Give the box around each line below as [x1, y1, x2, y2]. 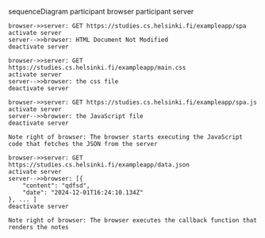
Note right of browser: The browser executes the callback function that [8, 217, 258, 225]
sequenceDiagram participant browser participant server [8, 7, 194, 16]
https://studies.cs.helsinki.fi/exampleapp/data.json [8, 161, 190, 169]
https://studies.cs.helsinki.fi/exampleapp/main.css [8, 63, 186, 71]
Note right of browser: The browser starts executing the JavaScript [8, 133, 244, 141]
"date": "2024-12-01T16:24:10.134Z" [22, 189, 144, 197]
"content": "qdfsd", [22, 182, 90, 190]
